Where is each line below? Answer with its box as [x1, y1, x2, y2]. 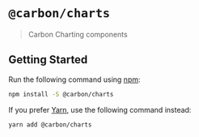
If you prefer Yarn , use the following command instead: [8, 105, 192, 114]
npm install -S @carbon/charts [8, 90, 114, 98]
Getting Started [8, 53, 88, 66]
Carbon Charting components [28, 29, 128, 39]
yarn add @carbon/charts [8, 120, 92, 129]
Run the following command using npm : [8, 75, 141, 84]
